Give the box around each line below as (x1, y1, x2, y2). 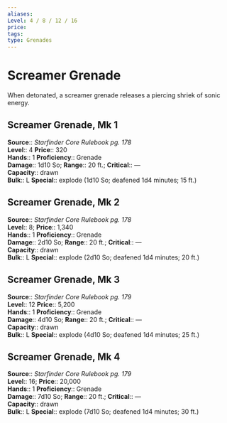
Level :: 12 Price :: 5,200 (7, 300, 75, 309)
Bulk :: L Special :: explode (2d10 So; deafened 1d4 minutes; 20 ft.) (7, 253, 200, 262)
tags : (7, 30, 23, 38)
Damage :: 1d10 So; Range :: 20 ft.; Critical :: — (7, 161, 140, 169)
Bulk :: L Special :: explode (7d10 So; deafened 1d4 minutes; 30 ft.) (7, 407, 199, 416)
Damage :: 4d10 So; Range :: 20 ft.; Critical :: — (7, 315, 143, 323)
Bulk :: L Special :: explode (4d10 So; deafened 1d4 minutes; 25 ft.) (7, 330, 200, 338)
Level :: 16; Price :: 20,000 (7, 378, 82, 386)
